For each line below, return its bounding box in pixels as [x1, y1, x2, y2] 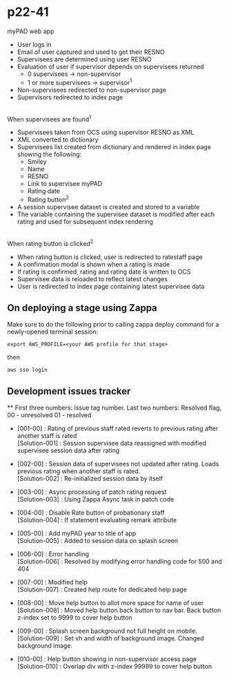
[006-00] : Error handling [17, 550, 90, 558]
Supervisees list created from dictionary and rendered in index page [17, 143, 212, 151]
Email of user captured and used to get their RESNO [17, 48, 166, 56]
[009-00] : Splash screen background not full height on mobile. [17, 627, 198, 636]
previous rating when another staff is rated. [17, 467, 141, 475]
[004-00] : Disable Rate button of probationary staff [17, 508, 165, 517]
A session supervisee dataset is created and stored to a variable [17, 202, 200, 211]
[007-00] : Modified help [17, 578, 88, 587]
